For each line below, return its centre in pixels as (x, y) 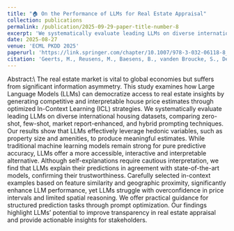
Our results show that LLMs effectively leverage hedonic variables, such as (115, 131)
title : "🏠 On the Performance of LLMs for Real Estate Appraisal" (107, 14)
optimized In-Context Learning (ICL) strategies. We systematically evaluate (115, 108)
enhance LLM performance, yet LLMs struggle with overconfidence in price (116, 190)
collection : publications (45, 20)
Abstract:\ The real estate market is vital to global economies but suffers (111, 79)
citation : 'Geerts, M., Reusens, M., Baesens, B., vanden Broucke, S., (113, 59)
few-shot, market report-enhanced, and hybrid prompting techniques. (124, 124)
